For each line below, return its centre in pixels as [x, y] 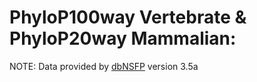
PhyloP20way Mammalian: [123, 38]
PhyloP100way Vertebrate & [128, 17]
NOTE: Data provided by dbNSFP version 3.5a [104, 66]
